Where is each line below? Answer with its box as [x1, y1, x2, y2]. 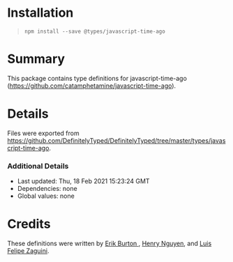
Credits [7, 216, 51, 232]
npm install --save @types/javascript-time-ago [24, 28, 165, 35]
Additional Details [7, 161, 69, 171]
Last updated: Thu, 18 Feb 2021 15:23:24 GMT [17, 177, 150, 185]
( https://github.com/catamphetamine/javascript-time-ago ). [7, 82, 176, 90]
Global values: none [17, 192, 75, 200]
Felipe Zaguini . [7, 247, 50, 255]
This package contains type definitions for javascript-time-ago [7, 74, 187, 82]
